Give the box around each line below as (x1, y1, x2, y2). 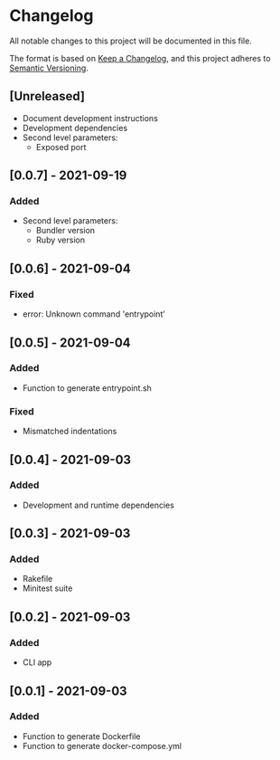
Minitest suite (22, 583, 73, 594)
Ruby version (35, 234, 86, 245)
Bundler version (35, 225, 96, 236)
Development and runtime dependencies (22, 499, 174, 510)
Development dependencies (22, 122, 128, 133)
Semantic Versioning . (9, 62, 89, 73)
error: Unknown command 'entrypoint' (22, 309, 165, 319)
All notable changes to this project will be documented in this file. (9, 35, 253, 46)
